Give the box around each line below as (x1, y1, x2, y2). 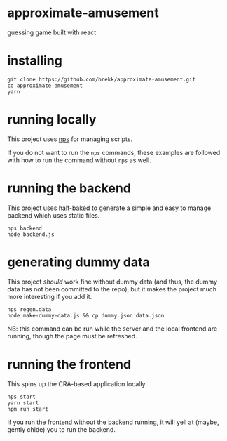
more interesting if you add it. (7, 292, 92, 301)
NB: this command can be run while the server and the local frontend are (7, 324, 218, 333)
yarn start (7, 399, 39, 407)
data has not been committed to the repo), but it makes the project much (7, 284, 217, 293)
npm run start (7, 405, 49, 412)
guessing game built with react (7, 28, 97, 37)
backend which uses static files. (7, 211, 100, 219)
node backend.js (7, 230, 55, 238)
